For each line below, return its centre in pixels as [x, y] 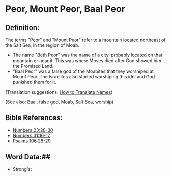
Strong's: [22, 169]
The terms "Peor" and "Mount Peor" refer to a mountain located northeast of [85, 40]
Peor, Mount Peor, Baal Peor [65, 9]
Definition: [22, 28]
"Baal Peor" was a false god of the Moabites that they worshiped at [83, 71]
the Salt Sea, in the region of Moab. [42, 45]
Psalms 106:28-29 [32, 141]
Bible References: [34, 118]
